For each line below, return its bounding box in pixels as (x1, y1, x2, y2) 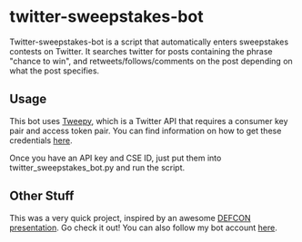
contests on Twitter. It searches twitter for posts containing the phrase (9, 45, 273, 56)
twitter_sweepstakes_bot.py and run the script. (9, 161, 186, 173)
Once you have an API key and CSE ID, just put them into (9, 152, 222, 163)
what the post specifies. (9, 65, 100, 76)
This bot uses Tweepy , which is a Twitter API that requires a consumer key (9, 115, 288, 126)
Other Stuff (9, 189, 75, 204)
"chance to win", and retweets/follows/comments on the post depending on (9, 55, 293, 66)
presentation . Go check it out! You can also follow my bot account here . (9, 222, 277, 233)
